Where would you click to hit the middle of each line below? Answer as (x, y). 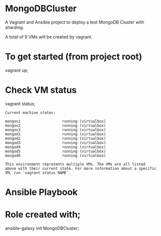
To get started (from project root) (74, 57)
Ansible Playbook (41, 192)
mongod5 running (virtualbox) (56, 151)
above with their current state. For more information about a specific (81, 168)
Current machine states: (30, 113)
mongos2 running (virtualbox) (56, 126)
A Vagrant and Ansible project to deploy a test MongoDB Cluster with (75, 22)
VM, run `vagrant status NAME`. (38, 173)
